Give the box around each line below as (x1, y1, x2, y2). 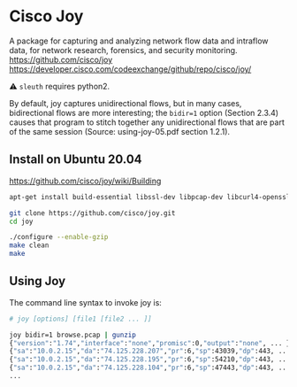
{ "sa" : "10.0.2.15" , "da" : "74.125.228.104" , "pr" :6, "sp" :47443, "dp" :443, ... (9, 363, 291, 373)
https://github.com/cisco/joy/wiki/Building (9, 175, 162, 186)
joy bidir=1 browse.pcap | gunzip (9, 330, 137, 339)
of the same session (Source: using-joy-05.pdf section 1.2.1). (9, 126, 231, 136)
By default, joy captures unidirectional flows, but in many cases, (9, 97, 242, 108)
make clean (9, 241, 49, 250)
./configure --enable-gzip (9, 233, 109, 242)
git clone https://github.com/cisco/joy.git (9, 208, 176, 218)
